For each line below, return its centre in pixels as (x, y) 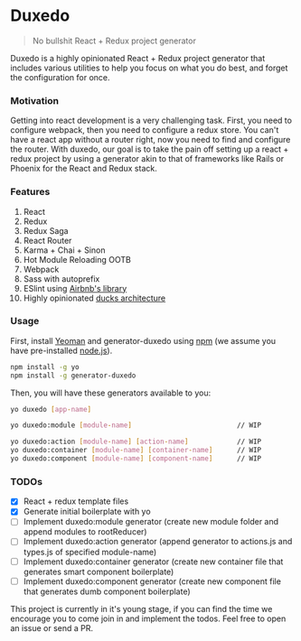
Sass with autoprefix (61, 279)
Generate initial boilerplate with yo (87, 512)
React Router (47, 240)
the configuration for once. (60, 77)
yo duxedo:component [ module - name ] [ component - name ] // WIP (136, 459)
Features (30, 192)
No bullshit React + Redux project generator (114, 41)
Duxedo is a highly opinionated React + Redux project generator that (138, 58)
